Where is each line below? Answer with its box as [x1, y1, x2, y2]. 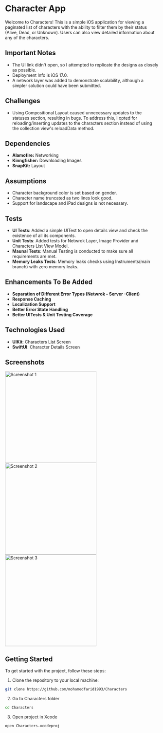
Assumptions [5, 177, 47, 185]
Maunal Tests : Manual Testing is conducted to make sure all [12, 248, 133, 254]
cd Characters [5, 705, 34, 710]
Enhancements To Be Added [5, 278, 93, 286]
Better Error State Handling [12, 306, 68, 312]
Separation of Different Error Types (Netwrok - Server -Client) [12, 291, 140, 297]
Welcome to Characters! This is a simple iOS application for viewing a [5, 19, 145, 25]
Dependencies [5, 139, 50, 148]
